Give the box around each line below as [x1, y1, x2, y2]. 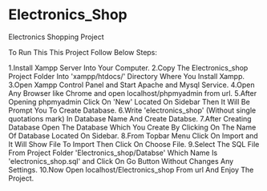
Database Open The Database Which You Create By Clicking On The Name [8, 122, 257, 132]
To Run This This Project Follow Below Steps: [8, 47, 158, 57]
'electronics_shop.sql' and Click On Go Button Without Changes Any [8, 156, 234, 165]
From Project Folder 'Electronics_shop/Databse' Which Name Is [8, 148, 218, 157]
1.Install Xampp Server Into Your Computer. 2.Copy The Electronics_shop [8, 62, 249, 73]
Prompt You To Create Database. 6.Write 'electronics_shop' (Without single [8, 105, 257, 115]
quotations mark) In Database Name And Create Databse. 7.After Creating [8, 113, 252, 123]
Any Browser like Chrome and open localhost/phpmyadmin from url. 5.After [8, 88, 257, 97]
